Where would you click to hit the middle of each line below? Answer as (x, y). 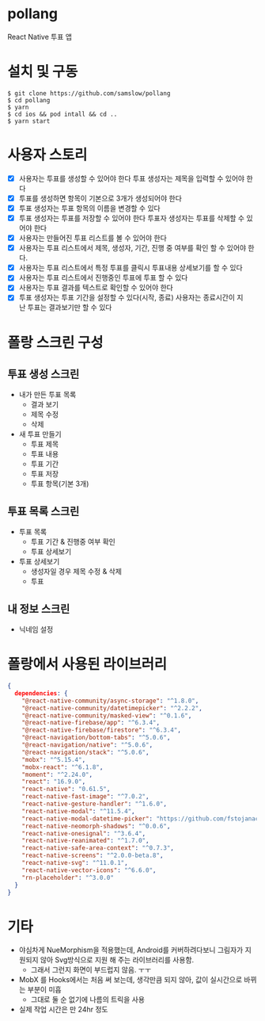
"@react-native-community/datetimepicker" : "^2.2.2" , (112, 708)
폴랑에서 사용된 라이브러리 (87, 665)
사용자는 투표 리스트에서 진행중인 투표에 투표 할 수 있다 (103, 277)
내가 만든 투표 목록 (47, 395)
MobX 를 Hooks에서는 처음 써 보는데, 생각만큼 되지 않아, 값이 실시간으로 (131, 980)
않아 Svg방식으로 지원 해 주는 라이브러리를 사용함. (117, 960)
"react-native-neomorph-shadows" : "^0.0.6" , (96, 826)
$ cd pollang (29, 100)
